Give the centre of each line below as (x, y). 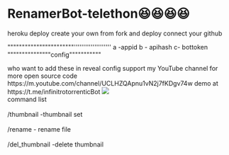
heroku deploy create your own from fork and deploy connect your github (115, 33)
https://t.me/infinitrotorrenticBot (54, 91)
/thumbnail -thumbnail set (45, 114)
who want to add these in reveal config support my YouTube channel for (113, 68)
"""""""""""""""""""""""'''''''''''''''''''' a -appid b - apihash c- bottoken (108, 47)
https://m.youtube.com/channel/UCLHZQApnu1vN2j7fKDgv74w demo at (113, 83)
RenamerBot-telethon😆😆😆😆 (99, 14)
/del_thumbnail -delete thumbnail (56, 144)
